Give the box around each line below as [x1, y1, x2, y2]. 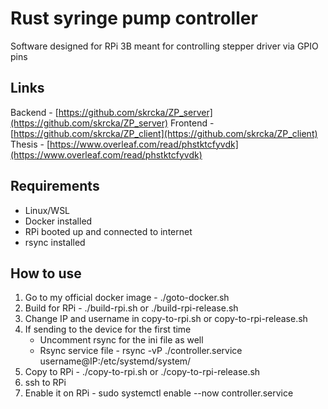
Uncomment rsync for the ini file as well [39, 334, 204, 346]
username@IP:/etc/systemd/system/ [39, 355, 192, 367]
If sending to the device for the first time [24, 323, 192, 336]
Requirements [10, 178, 100, 195]
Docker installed [24, 215, 93, 227]
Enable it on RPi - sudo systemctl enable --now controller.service [24, 387, 294, 399]
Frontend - [170, 117, 215, 129]
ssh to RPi [24, 377, 67, 389]
